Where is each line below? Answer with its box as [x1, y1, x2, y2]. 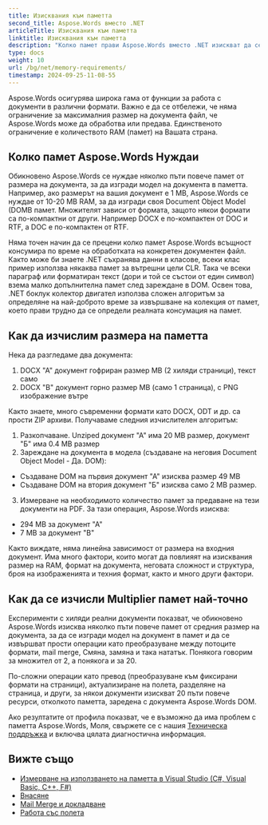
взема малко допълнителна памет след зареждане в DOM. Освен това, [8, 281, 253, 290]
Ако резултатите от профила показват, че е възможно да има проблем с [8, 712, 257, 722]
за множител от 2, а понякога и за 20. [8, 656, 137, 666]
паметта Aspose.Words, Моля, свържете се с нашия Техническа [8, 721, 227, 731]
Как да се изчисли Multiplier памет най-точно [8, 592, 249, 606]
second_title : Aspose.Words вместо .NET [8, 19, 145, 27]
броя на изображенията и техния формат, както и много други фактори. [8, 569, 254, 579]
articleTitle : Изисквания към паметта [8, 26, 137, 34]
